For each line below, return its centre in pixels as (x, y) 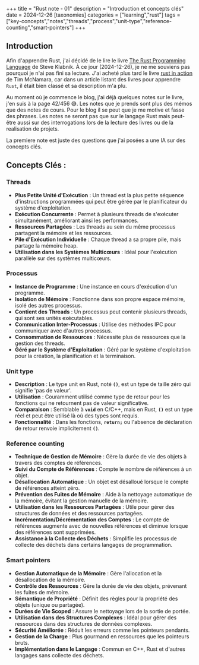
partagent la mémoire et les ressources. (64, 233)
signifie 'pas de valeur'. (43, 391)
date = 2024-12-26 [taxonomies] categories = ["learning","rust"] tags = (93, 15)
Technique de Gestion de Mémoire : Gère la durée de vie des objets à (101, 457)
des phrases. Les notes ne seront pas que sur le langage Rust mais (88, 116)
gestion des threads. (40, 343)
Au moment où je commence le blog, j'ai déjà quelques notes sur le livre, (95, 97)
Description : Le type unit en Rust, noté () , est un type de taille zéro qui (103, 384)
